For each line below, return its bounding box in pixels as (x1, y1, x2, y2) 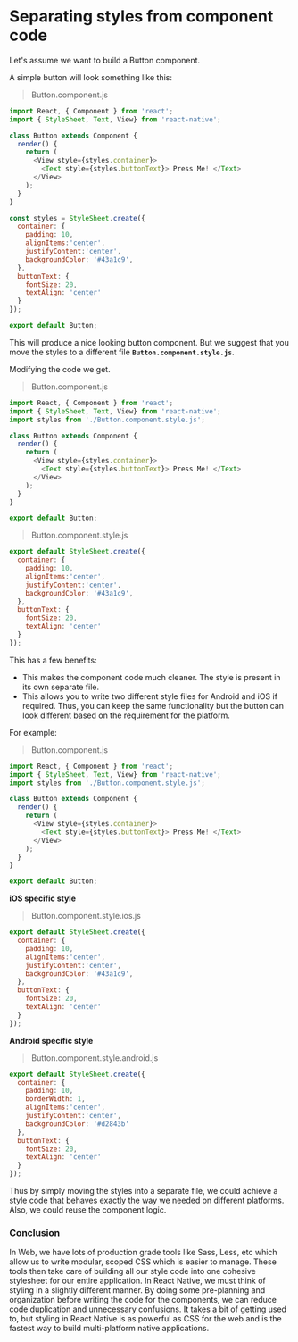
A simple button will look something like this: (9, 71, 172, 82)
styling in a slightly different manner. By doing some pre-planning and (9, 1285, 266, 1296)
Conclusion (9, 1226, 61, 1238)
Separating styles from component (9, 6, 274, 27)
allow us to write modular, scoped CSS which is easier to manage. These (9, 1256, 277, 1267)
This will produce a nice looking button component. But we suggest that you (9, 337, 290, 347)
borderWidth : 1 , (25, 1095, 87, 1104)
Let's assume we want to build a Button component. (9, 54, 201, 65)
